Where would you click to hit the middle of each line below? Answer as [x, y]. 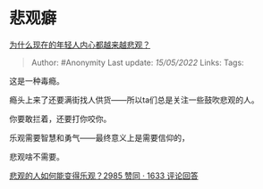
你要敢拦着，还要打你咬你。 [60, 119]
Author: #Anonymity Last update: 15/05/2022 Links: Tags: [137, 62]
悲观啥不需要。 [37, 156]
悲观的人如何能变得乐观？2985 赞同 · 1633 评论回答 [104, 176]
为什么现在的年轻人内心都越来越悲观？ [80, 45]
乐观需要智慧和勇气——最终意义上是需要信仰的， [99, 137]
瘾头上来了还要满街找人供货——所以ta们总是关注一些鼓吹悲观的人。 [134, 100]
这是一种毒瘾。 [37, 80]
